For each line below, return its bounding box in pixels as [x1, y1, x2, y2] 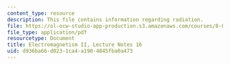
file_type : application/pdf [7, 28, 88, 36]
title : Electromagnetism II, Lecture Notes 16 [7, 41, 142, 48]
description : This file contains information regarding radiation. [7, 16, 204, 23]
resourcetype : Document [7, 35, 75, 42]
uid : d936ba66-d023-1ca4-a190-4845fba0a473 [7, 48, 133, 55]
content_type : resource [7, 9, 75, 17]
